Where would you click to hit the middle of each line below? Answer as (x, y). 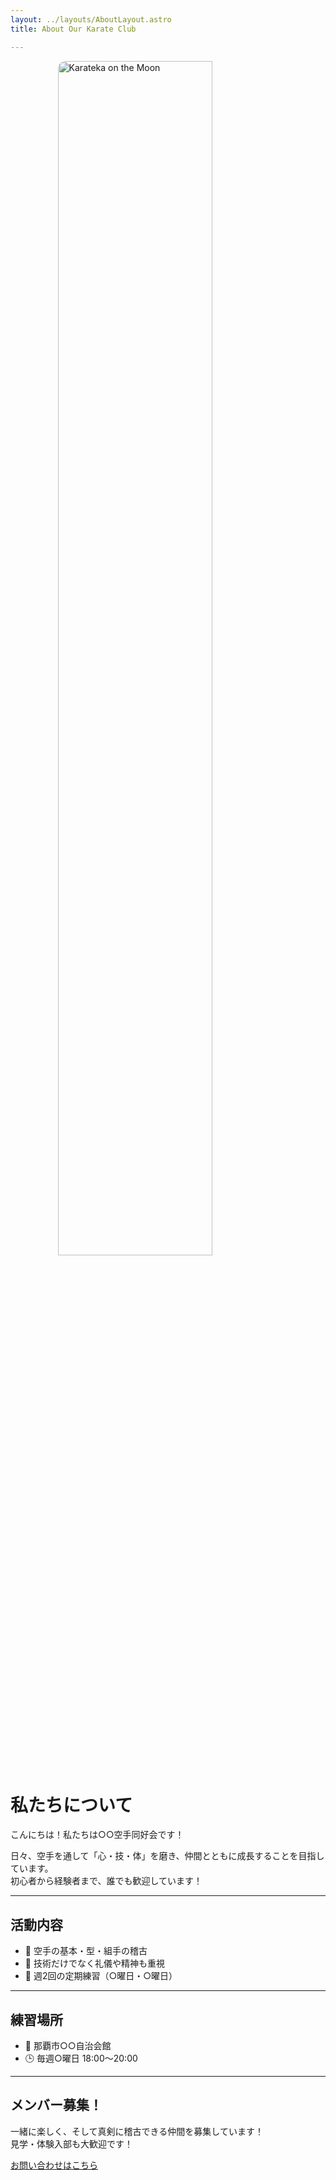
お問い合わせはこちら (54, 2165)
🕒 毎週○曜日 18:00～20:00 (81, 2058)
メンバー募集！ (56, 2105)
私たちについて (71, 1805)
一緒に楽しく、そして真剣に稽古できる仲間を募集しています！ (137, 2131)
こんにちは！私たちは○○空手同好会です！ (97, 1835)
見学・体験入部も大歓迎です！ (71, 2143)
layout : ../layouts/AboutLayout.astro (91, 19)
